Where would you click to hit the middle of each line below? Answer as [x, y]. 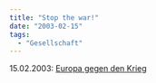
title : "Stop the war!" [54, 18]
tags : [19, 34]
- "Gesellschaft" [50, 43]
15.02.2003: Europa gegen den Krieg [78, 69]
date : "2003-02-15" [46, 26]
